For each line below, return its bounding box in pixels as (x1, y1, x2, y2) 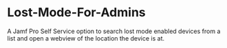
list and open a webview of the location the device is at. (7, 34, 165, 42)
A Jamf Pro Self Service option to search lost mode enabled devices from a (7, 27, 221, 35)
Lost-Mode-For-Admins (7, 5, 146, 20)
